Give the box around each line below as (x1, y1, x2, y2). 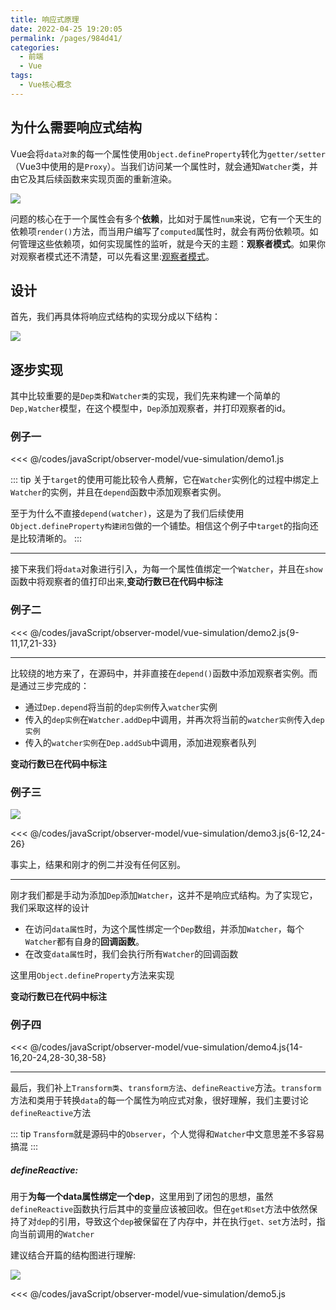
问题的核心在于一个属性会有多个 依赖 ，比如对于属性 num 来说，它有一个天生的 (10, 212, 322, 225)
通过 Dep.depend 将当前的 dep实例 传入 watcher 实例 (24, 701, 218, 713)
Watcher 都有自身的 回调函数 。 (24, 936, 145, 948)
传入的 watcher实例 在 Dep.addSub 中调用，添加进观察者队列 (24, 736, 257, 748)
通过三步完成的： (18, 679, 90, 691)
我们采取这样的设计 (10, 902, 90, 914)
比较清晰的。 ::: (18, 532, 83, 545)
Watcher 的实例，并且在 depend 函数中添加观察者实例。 (10, 486, 227, 498)
